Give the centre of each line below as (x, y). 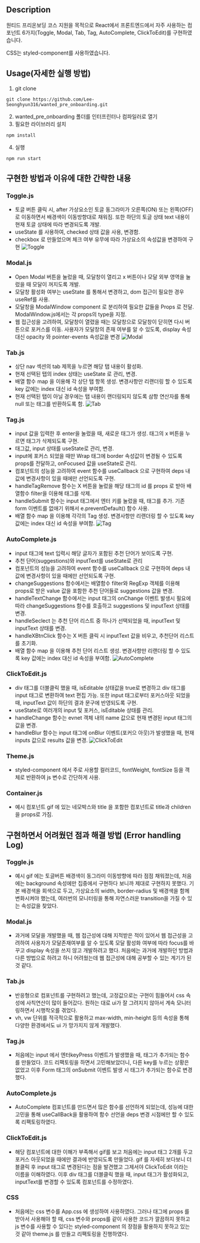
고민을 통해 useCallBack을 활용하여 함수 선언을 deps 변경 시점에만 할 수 (99, 1115)
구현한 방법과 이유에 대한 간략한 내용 (69, 178)
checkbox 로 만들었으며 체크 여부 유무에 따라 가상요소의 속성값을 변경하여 (101, 240)
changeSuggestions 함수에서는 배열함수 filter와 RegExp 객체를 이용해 (97, 583)
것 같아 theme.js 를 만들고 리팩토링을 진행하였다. (71, 1233)
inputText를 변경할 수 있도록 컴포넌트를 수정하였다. (74, 1182)
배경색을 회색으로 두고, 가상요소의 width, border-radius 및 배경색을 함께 (105, 891)
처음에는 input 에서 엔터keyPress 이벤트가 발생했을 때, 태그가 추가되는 (97, 1055)
